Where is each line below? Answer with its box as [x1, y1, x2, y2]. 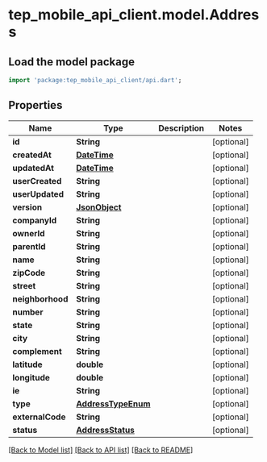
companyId [12, 214, 57, 226]
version [12, 202, 43, 213]
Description [158, 123, 204, 134]
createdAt [12, 149, 52, 160]
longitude [12, 372, 50, 383]
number [12, 306, 44, 318]
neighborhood [12, 293, 69, 304]
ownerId [12, 227, 46, 239]
